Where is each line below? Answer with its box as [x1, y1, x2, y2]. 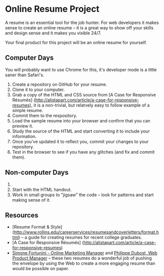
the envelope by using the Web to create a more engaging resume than [12, 260, 155, 266]
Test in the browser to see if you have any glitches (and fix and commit [12, 149, 155, 155]
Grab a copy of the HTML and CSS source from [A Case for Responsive [12, 92, 156, 97]
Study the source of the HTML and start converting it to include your [12, 128, 150, 134]
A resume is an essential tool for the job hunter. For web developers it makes [5, 20, 159, 25]
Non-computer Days [5, 168, 69, 177]
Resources [5, 211, 39, 219]
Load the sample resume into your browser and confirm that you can [12, 117, 150, 123]
